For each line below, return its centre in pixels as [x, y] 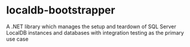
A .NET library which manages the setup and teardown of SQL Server [91, 26]
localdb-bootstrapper [61, 10]
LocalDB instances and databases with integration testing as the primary [95, 32]
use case [17, 39]
